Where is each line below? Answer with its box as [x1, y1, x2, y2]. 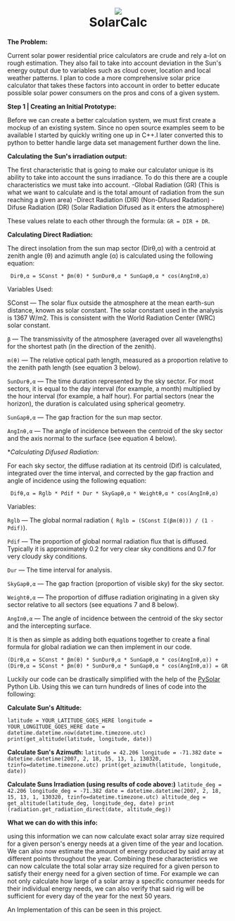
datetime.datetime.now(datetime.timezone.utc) [7, 729, 146, 737]
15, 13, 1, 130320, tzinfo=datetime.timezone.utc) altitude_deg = [7, 794, 206, 801]
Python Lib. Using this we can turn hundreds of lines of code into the [7, 682, 207, 691]
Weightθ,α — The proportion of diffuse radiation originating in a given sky [7, 593, 220, 601]
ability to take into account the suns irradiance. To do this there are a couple [7, 173, 228, 182]
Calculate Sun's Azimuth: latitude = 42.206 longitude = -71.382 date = [7, 748, 222, 756]
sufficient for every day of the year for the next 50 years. [7, 891, 172, 900]
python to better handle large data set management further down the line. [7, 138, 221, 146]
